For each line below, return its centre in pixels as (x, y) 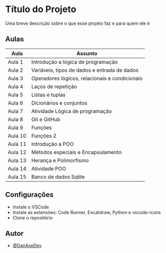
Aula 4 (16, 86)
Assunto (87, 53)
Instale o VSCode (31, 207)
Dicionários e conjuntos (59, 103)
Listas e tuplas (48, 94)
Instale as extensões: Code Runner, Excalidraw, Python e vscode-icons (87, 212)
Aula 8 (16, 119)
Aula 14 (17, 169)
